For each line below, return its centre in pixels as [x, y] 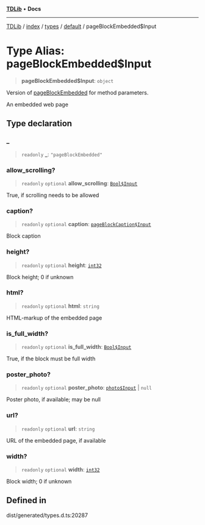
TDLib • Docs [24, 9]
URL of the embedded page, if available [56, 440]
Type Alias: [36, 51]
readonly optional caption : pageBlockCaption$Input [86, 224]
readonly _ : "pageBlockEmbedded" [62, 154]
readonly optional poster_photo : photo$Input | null [87, 388]
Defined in [27, 500]
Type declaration [39, 123]
